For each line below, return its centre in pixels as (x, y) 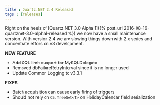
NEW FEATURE (21, 53)
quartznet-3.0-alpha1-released (36, 33)
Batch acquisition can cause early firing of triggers (63, 92)
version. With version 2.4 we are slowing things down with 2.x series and (79, 38)
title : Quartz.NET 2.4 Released (39, 10)
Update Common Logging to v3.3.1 (47, 73)
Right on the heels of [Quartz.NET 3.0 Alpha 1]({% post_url (64, 28)
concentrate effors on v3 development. (45, 43)
